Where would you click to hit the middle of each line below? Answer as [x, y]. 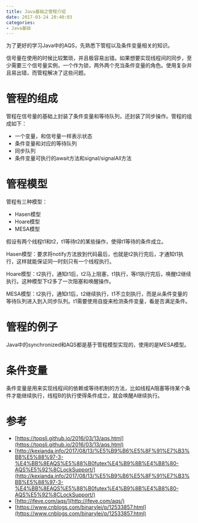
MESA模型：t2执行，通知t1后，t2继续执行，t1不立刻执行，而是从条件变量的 [97, 294]
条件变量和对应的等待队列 [46, 144]
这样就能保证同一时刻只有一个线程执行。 [65, 261]
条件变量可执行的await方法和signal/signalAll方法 [73, 158]
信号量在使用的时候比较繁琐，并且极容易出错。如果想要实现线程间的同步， [96, 58]
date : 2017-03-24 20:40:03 [39, 17]
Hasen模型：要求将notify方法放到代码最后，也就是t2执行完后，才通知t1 [92, 254]
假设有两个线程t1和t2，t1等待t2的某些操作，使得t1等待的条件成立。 [86, 242]
